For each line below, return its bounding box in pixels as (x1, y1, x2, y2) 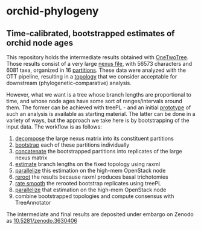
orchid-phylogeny (6, 4, 99, 18)
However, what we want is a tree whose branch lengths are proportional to (6, 91, 192, 98)
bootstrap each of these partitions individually (14, 141, 130, 149)
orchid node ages (6, 37, 74, 48)
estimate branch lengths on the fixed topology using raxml (14, 161, 161, 167)
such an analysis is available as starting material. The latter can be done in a (6, 110, 196, 117)
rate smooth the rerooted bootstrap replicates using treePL (14, 180, 162, 187)
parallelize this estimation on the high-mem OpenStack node (14, 167, 166, 174)
